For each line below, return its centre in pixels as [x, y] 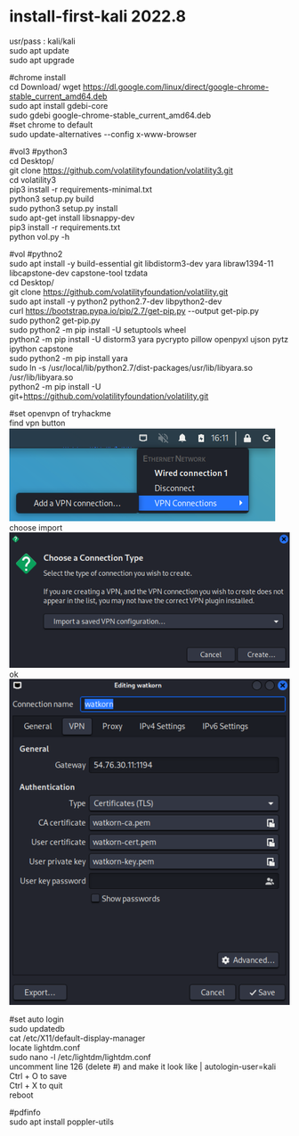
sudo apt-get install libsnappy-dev [72, 218]
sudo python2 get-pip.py [55, 320]
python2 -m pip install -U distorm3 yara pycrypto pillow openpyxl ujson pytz [149, 339]
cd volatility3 [32, 179]
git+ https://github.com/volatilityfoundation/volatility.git [109, 396]
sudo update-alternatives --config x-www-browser [103, 134]
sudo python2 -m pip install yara [69, 358]
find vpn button [37, 423]
